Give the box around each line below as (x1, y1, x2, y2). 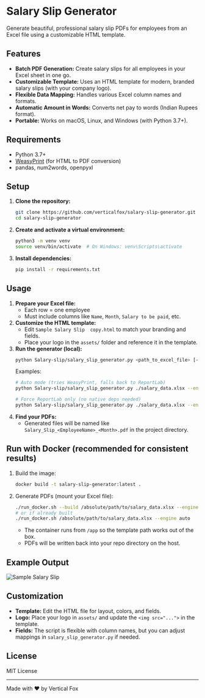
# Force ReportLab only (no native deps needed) (15, 396, 142, 402)
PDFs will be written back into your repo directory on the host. (24, 539, 181, 547)
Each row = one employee (24, 306, 90, 313)
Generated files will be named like (24, 420, 110, 427)
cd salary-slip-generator (15, 215, 81, 221)
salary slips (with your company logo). (15, 84, 112, 92)
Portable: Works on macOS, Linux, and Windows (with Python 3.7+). (15, 117, 188, 124)
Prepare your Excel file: (15, 299, 76, 307)
